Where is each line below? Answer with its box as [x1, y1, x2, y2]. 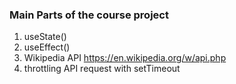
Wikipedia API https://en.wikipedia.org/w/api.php [23, 52, 227, 64]
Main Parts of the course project [9, 8, 169, 22]
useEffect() [23, 41, 71, 53]
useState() [23, 31, 67, 43]
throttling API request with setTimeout [23, 63, 181, 75]
